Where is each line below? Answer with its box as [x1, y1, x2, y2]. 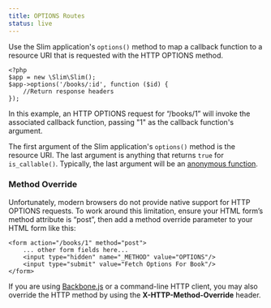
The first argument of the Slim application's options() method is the [8, 141, 235, 151]
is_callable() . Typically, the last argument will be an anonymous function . [8, 159, 258, 169]
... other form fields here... [23, 246, 129, 254]
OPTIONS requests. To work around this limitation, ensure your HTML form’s [8, 206, 264, 216]
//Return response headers [23, 87, 114, 96]
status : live [8, 19, 53, 28]
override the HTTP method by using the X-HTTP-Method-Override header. [8, 289, 261, 300]
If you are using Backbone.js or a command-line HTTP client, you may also [8, 281, 258, 291]
